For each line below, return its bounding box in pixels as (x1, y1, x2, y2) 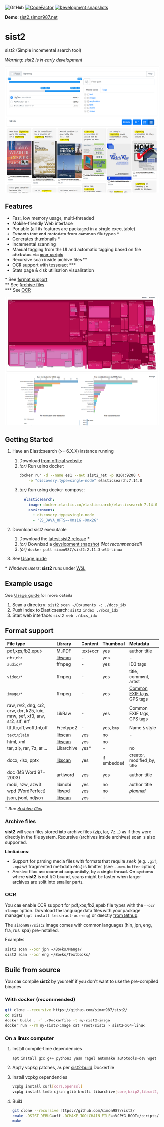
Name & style (129, 725, 156, 731)
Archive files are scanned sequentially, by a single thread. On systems (12, 869, 154, 874)
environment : (28, 507, 55, 512)
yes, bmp (102, 725, 119, 731)
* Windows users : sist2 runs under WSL (5, 565, 86, 571)
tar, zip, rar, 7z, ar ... (7, 745, 47, 751)
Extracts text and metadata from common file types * (12, 231, 119, 236)
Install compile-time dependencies (12, 1046, 82, 1052)
